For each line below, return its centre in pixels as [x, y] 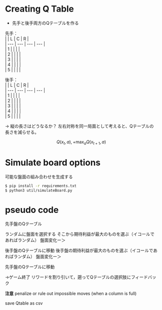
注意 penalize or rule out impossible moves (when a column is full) [71, 294]
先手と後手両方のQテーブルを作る [45, 23]
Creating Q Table [39, 9]
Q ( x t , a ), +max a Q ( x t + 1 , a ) [81, 142]
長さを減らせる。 [22, 132]
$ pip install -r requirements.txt [41, 186]
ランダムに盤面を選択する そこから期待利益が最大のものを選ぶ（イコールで [80, 234]
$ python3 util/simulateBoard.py [39, 190]
